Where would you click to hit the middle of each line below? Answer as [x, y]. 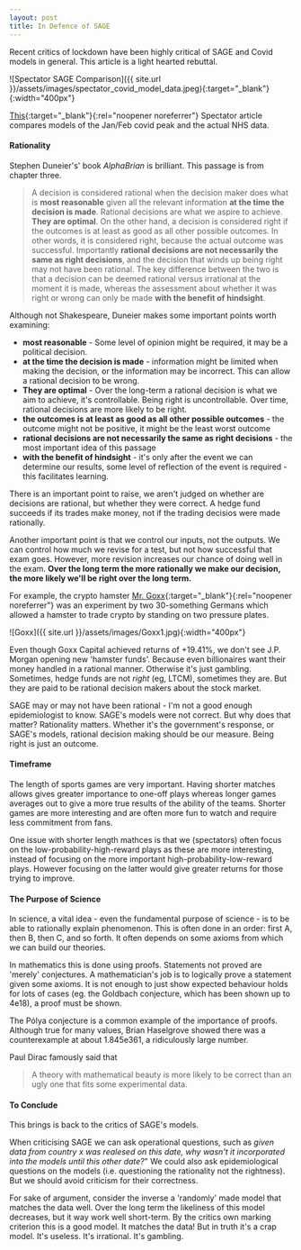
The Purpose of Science [55, 899]
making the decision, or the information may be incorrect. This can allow [156, 371]
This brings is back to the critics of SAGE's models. [104, 1125]
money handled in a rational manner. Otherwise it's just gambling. [130, 668]
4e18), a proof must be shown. [66, 1003]
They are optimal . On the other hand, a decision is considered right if [159, 221]
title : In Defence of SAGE [60, 26]
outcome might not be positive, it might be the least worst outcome [146, 428]
